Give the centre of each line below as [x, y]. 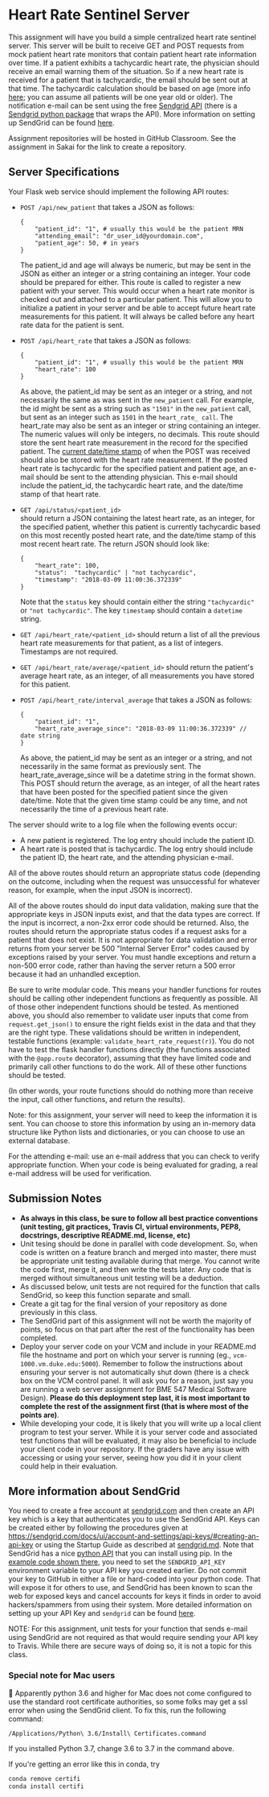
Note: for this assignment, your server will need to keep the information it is [133, 1115]
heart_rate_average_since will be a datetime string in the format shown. [138, 775]
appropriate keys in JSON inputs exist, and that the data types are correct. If [134, 914]
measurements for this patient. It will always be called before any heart [137, 316]
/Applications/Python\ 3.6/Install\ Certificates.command [107, 1733]
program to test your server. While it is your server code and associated [139, 1431]
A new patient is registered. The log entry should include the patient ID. [138, 840]
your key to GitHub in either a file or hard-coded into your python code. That [134, 1579]
